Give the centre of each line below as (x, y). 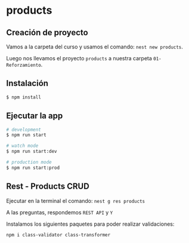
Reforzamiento (24, 65)
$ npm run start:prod (33, 168)
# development (24, 130)
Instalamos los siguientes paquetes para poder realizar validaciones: (90, 224)
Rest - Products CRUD (48, 187)
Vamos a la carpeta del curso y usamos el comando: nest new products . (95, 47)
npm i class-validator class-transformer (58, 235)
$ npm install (24, 97)
